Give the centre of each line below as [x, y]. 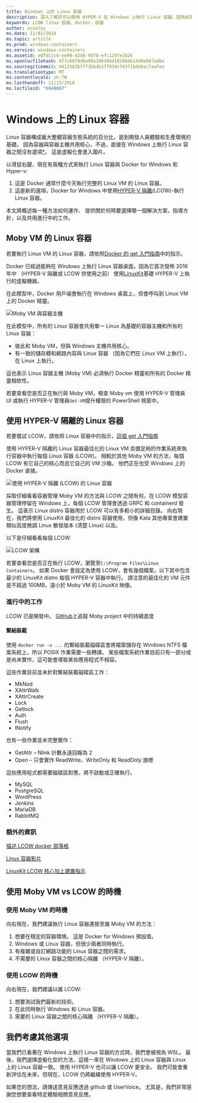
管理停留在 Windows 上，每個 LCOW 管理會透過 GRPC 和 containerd [94, 503]
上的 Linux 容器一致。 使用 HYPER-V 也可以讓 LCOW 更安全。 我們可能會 [94, 1067]
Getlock [24, 709]
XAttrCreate [29, 696]
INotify [23, 727]
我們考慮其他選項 [37, 1037]
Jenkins [24, 803]
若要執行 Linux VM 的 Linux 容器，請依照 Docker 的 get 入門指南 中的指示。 [96, 253]
